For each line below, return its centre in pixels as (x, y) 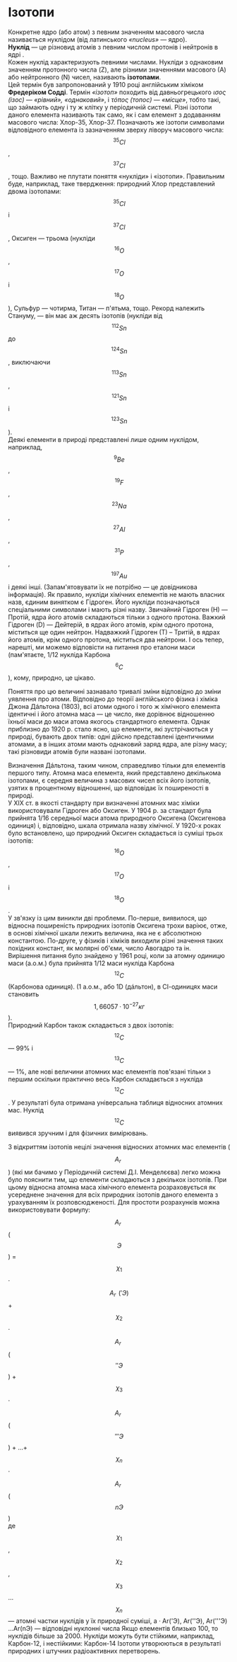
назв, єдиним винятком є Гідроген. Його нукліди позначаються (104, 602)
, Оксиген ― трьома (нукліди (52, 238)
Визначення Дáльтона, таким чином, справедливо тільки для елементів (117, 765)
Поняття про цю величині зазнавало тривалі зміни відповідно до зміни (115, 692)
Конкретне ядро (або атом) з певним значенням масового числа (106, 32)
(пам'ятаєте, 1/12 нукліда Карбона (59, 654)
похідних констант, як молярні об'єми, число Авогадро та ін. (99, 948)
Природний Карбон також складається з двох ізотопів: (91, 1025)
